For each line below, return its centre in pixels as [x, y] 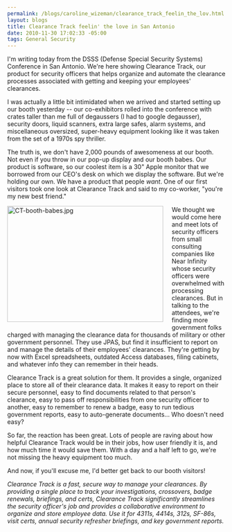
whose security [194, 269]
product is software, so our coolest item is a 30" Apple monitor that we [108, 167]
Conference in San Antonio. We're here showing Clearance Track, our [107, 66]
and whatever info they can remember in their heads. [83, 364]
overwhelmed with [198, 283]
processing [188, 291]
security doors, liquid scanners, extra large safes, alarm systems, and [106, 124]
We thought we [194, 210]
